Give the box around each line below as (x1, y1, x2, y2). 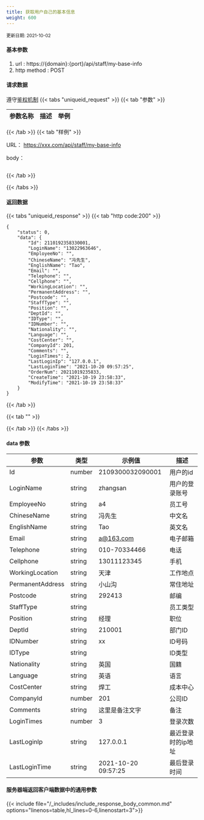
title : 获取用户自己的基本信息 (6, 9, 75, 15)
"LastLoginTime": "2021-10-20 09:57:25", (28, 364, 135, 370)
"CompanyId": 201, (28, 343, 75, 349)
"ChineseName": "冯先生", (28, 257, 91, 263)
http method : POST (15, 66, 65, 74)
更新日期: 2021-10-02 (6, 32, 51, 38)
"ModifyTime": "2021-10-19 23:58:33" (28, 380, 123, 386)
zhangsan (98, 484, 127, 493)
